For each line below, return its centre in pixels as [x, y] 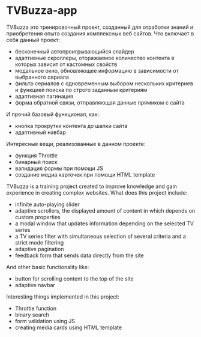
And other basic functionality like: [48, 267]
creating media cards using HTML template [68, 327]
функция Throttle [36, 155]
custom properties [38, 217]
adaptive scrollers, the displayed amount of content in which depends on [105, 210]
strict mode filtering [39, 242]
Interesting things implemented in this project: [63, 296]
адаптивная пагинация [44, 96]
